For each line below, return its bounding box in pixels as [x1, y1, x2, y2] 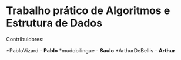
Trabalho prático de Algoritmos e [6, 4, 170, 17]
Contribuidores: [6, 36, 44, 43]
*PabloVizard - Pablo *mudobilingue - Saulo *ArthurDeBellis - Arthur [6, 47, 175, 54]
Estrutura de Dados [6, 16, 103, 30]
